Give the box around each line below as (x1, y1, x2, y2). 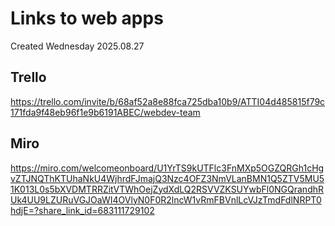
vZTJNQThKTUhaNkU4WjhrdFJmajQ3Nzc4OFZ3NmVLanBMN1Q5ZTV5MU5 (10, 172, 325, 184)
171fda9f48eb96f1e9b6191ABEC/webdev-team (10, 106, 201, 118)
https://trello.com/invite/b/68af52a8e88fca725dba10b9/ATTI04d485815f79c (10, 95, 326, 107)
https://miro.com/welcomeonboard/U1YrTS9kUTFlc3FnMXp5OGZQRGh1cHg (10, 162, 325, 174)
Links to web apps (10, 7, 164, 30)
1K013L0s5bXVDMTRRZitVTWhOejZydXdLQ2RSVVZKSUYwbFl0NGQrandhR (10, 183, 325, 195)
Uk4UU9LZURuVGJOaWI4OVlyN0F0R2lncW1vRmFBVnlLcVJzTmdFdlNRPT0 (10, 193, 322, 206)
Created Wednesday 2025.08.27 (10, 40, 145, 52)
